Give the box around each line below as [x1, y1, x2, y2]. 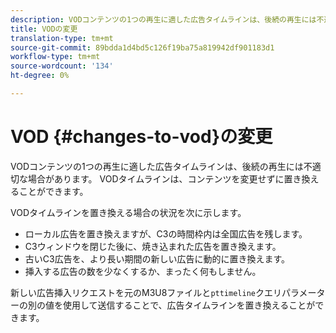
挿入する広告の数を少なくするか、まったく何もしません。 [24, 265, 262, 277]
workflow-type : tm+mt [10, 52, 101, 62]
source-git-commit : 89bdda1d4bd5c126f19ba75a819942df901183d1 [10, 42, 275, 53]
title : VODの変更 [10, 24, 78, 34]
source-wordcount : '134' [10, 61, 114, 71]
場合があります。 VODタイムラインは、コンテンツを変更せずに [27, 172, 285, 185]
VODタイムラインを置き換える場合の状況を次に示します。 [10, 206, 247, 218]
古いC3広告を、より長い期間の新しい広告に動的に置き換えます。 [24, 252, 290, 265]
